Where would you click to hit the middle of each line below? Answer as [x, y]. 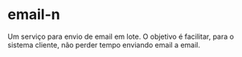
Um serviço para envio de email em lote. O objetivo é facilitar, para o [121, 36]
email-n [34, 15]
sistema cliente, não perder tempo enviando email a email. [104, 44]
